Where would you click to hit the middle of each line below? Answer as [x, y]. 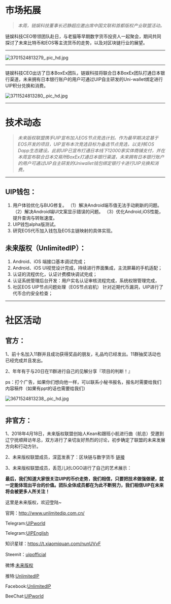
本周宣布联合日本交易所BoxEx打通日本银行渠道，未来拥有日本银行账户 [91, 157]
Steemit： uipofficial [26, 555]
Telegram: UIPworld [25, 523]
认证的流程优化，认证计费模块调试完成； [55, 274]
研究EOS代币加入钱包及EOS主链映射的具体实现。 [64, 231]
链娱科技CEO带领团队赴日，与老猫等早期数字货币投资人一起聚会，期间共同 [83, 36]
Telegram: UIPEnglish [27, 533]
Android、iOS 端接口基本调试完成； [50, 261]
